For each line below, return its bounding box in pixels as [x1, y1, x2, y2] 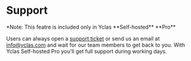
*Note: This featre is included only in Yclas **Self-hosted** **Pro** [6, 23, 176, 30]
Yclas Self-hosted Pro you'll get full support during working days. [6, 47, 168, 54]
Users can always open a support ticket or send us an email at [6, 35, 160, 42]
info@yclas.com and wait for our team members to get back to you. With [6, 41, 186, 48]
